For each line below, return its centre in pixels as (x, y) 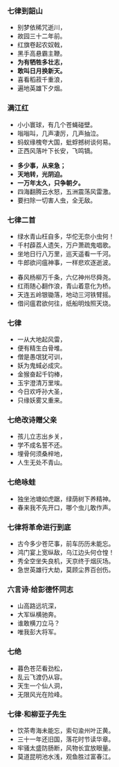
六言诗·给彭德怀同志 (40, 589)
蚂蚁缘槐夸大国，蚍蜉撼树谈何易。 (66, 142)
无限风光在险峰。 (42, 694)
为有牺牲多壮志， (42, 62)
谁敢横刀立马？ (38, 623)
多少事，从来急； (42, 165)
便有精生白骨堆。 (42, 348)
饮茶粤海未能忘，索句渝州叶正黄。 (66, 730)
